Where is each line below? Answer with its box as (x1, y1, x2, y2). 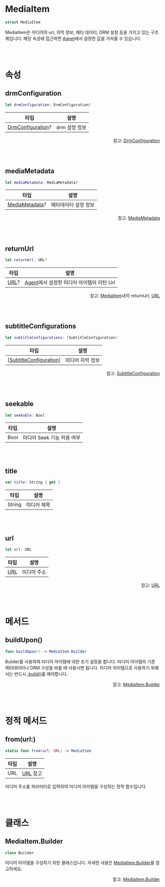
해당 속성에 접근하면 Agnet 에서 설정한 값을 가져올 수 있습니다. (23, 36, 141, 41)
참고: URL (140, 582, 160, 588)
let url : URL (5, 547, 32, 552)
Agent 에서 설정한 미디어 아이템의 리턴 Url (24, 279, 115, 286)
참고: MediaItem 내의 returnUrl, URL (90, 293, 160, 299)
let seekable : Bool (5, 413, 45, 418)
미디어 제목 (26, 502, 51, 509)
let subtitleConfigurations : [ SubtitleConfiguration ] (5, 335, 118, 340)
